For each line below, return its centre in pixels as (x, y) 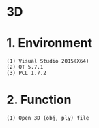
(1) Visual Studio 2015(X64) (48, 61)
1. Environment (49, 43)
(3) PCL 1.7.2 (27, 73)
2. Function (39, 100)
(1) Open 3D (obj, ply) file (48, 118)
